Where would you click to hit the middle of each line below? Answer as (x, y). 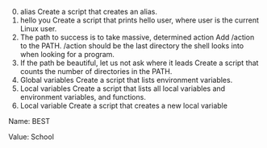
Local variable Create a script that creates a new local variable (124, 105)
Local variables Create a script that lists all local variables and (123, 88)
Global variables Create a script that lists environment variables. (126, 80)
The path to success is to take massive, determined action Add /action (137, 37)
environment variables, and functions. (83, 97)
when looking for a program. (67, 54)
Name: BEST (29, 121)
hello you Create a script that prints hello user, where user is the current (140, 20)
